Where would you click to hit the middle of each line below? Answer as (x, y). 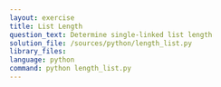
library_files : (38, 52)
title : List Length (46, 26)
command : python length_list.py (70, 69)
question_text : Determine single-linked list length (111, 34)
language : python (42, 60)
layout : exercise (42, 18)
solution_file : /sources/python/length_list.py (101, 43)
